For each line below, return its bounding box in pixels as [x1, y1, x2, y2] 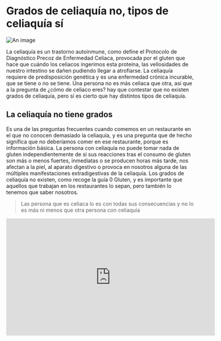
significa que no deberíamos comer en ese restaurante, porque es [6, 138, 169, 145]
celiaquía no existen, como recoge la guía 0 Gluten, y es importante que [6, 176, 183, 183]
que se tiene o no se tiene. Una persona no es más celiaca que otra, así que [6, 79, 192, 87]
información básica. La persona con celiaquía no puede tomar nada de [6, 144, 180, 151]
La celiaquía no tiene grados [6, 110, 113, 120]
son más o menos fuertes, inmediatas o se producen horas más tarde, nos [6, 157, 189, 164]
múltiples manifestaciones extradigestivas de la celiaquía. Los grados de [6, 170, 185, 177]
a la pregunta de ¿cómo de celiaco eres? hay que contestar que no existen [6, 86, 189, 93]
